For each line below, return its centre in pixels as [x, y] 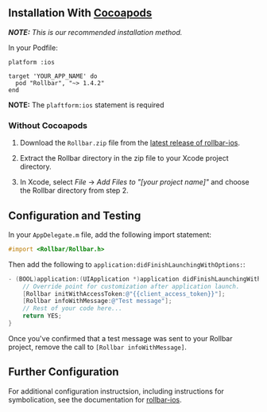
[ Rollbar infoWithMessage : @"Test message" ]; [97, 301]
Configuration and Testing [75, 215]
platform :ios [32, 62]
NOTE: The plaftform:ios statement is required [86, 105]
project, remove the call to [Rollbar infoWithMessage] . [97, 347]
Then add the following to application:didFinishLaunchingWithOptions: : [127, 264]
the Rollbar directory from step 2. [74, 191]
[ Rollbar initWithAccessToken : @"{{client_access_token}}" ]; [124, 293]
